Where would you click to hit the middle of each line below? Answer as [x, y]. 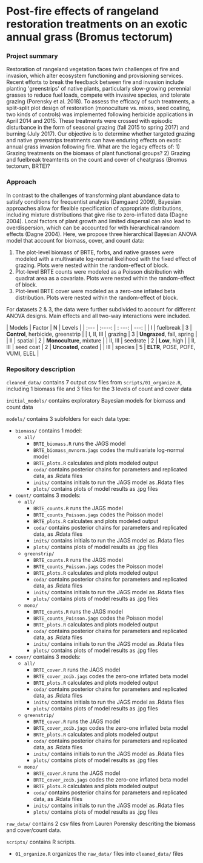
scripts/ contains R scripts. [41, 842]
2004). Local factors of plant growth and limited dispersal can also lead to [98, 221]
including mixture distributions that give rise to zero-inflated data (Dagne [97, 215]
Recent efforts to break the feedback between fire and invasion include [95, 82]
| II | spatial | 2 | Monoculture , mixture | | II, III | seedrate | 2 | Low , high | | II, [101, 340]
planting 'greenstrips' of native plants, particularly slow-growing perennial [98, 89]
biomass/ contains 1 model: [48, 431]
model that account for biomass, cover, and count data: [75, 240]
